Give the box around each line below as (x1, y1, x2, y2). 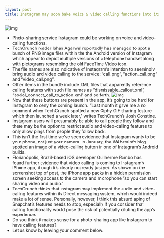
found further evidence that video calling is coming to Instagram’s (12, 160, 144, 166)
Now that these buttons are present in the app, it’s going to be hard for (12, 97, 154, 103)
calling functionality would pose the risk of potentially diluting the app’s (12, 206, 155, 212)
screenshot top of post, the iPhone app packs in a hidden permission (12, 170, 151, 176)
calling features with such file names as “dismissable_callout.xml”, (12, 87, 145, 93)
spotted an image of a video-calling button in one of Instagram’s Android (12, 144, 159, 150)
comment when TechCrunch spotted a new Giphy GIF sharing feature (12, 107, 152, 113)
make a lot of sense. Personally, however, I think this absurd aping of (12, 196, 150, 202)
